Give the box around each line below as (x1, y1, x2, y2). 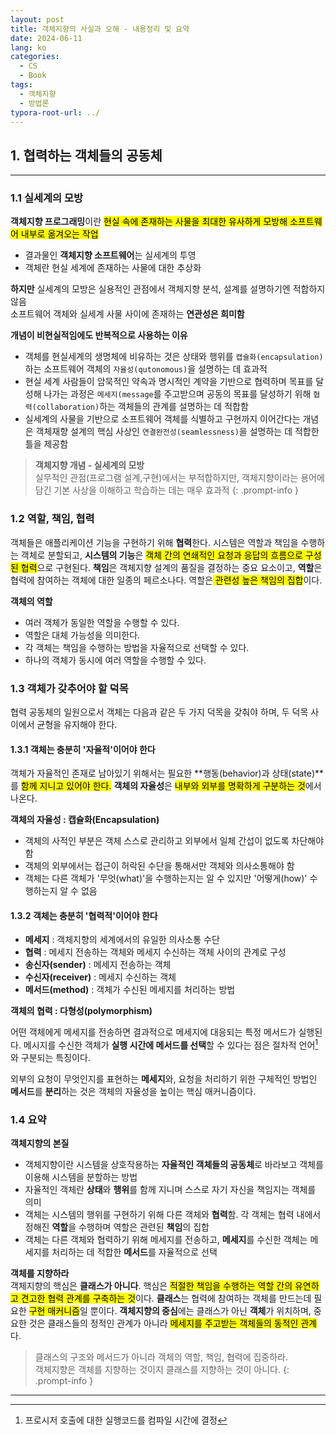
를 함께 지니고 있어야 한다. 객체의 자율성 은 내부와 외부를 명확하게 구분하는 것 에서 (10, 780, 322, 792)
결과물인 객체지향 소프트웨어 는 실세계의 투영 (24, 249, 197, 261)
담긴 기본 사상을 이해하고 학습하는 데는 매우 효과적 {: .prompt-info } (34, 484, 299, 496)
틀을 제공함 (24, 438, 69, 450)
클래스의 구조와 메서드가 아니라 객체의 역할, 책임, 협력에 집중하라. (34, 1351, 289, 1363)
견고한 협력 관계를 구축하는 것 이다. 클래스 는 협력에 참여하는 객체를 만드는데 (20, 1292, 312, 1305)
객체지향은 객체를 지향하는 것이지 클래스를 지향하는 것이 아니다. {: (34, 1364, 290, 1376)
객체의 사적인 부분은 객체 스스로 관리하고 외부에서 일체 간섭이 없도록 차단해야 (24, 835, 325, 847)
